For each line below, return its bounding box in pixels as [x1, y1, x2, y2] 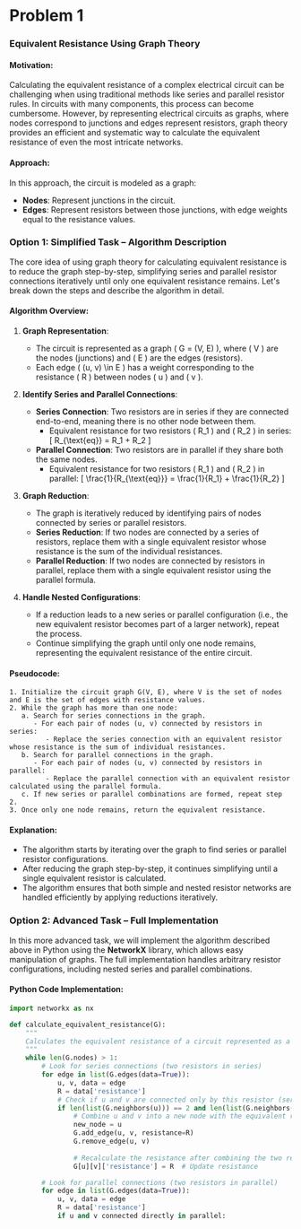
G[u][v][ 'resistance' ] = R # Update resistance [73, 1162, 258, 1171]
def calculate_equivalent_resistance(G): [9, 1020, 167, 1029]
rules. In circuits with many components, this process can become [9, 99, 254, 109]
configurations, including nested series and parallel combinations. [9, 963, 253, 974]
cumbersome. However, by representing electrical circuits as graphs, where [9, 109, 289, 119]
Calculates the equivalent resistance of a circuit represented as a [25, 1037, 291, 1046]
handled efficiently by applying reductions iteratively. [21, 892, 219, 902]
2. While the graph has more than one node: [9, 703, 178, 713]
